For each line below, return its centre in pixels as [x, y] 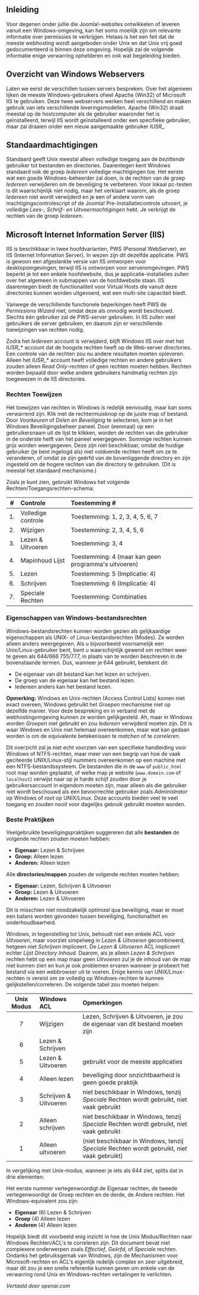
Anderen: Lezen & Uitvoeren [50, 899]
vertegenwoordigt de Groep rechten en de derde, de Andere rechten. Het [95, 1195]
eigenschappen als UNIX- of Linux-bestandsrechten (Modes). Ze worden [95, 637]
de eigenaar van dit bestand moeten [133, 1024]
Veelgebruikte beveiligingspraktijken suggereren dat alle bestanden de [93, 832]
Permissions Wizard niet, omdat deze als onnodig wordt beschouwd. [90, 311]
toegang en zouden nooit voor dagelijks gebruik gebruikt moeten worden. [96, 804]
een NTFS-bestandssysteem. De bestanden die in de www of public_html [94, 766]
